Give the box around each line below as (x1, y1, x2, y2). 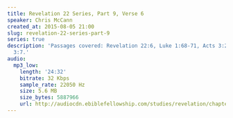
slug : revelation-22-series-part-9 (7, 29, 110, 37)
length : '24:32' (19, 68, 67, 75)
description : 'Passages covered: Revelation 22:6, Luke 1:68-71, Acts (7, 42, 216, 49)
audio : (7, 56, 26, 62)
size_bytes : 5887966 (19, 94, 79, 101)
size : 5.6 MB (19, 87, 58, 94)
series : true (7, 36, 45, 43)
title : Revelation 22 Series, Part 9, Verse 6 (7, 10, 144, 17)
